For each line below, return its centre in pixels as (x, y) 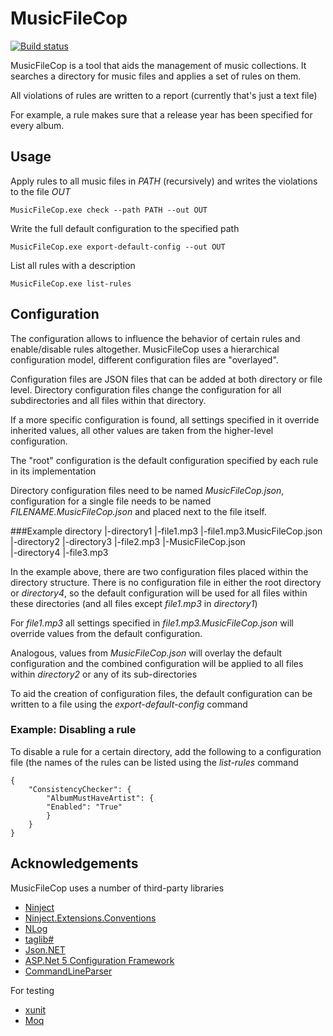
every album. (37, 125)
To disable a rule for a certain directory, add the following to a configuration (166, 751)
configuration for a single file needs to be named (111, 501)
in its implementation (53, 471)
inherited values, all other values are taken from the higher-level (142, 430)
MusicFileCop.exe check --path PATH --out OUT (109, 210)
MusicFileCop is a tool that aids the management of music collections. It (158, 65)
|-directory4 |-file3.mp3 (59, 552)
